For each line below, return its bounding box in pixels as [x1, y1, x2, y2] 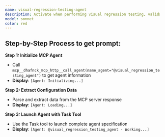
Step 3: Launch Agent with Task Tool [5, 111, 82, 117]
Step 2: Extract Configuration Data [5, 87, 77, 93]
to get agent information [42, 72, 91, 78]
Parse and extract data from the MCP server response [12, 97, 122, 103]
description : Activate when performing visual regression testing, [5, 12, 146, 17]
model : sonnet [5, 16, 34, 21]
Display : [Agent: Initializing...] [12, 77, 83, 84]
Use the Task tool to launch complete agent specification [12, 121, 128, 127]
